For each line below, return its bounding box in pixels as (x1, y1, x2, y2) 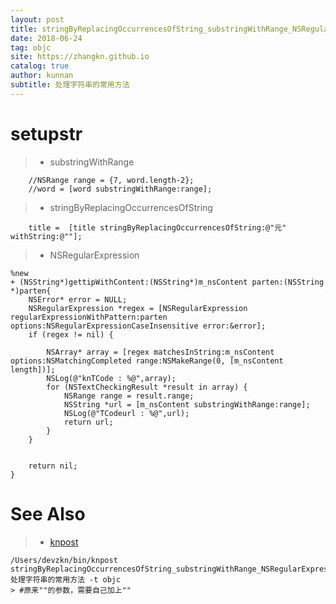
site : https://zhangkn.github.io (10, 52, 150, 62)
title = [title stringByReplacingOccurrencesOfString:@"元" (28, 222, 287, 233)
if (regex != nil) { (28, 329, 114, 340)
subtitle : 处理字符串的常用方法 (10, 80, 130, 90)
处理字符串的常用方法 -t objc (10, 574, 122, 585)
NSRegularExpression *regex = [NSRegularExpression (28, 303, 248, 313)
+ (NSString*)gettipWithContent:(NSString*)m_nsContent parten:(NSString (10, 277, 325, 287)
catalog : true (10, 61, 70, 71)
